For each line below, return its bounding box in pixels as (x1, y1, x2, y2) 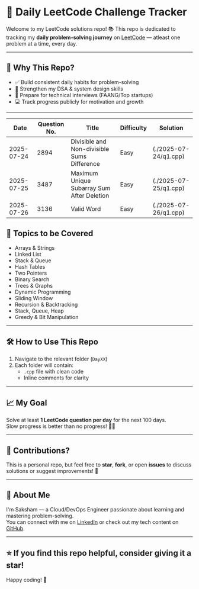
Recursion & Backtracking (14, 301, 78, 308)
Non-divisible (70, 144, 110, 153)
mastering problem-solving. (6, 512, 74, 519)
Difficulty (120, 124, 147, 132)
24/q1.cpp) (152, 152, 185, 160)
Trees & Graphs (14, 282, 53, 289)
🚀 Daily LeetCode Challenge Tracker (6, 5, 187, 19)
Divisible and (70, 137, 107, 146)
